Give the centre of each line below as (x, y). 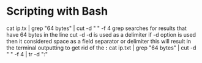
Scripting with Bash (57, 11)
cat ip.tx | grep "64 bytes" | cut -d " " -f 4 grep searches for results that (96, 28)
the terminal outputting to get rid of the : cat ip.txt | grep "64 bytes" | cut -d (101, 48)
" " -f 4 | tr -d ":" (27, 54)
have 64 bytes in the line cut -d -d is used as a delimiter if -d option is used (101, 34)
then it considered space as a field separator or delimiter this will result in (99, 41)
